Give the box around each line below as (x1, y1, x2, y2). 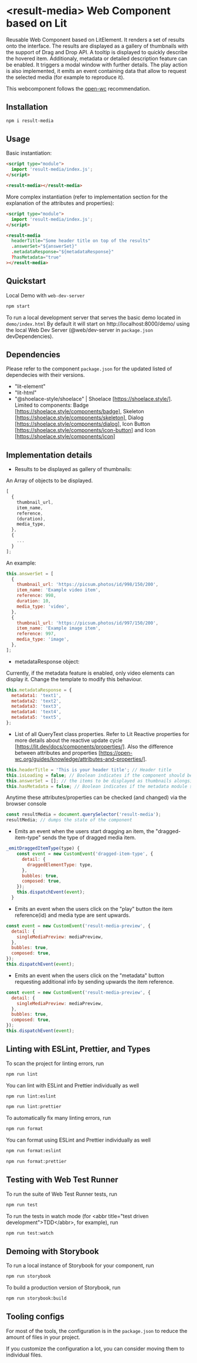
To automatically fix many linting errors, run (6, 1115, 111, 1122)
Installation (6, 102, 48, 112)
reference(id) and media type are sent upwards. (14, 911, 131, 918)
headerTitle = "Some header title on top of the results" (11, 238, 151, 244)
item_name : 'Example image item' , (16, 625, 101, 631)
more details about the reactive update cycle (14, 737, 123, 744)
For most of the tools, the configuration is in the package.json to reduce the (6, 1327, 188, 1334)
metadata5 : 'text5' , (11, 714, 62, 721)
